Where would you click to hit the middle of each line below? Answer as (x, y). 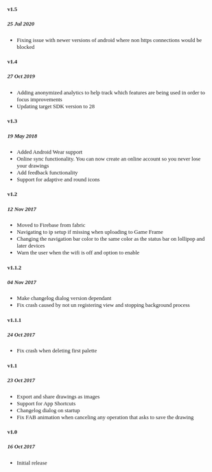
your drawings (33, 166)
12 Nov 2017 (22, 209)
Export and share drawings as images (58, 396)
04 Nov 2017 (22, 282)
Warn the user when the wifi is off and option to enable (78, 253)
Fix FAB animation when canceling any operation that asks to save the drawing (105, 417)
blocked (26, 47)
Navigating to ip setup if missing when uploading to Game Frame (90, 232)
